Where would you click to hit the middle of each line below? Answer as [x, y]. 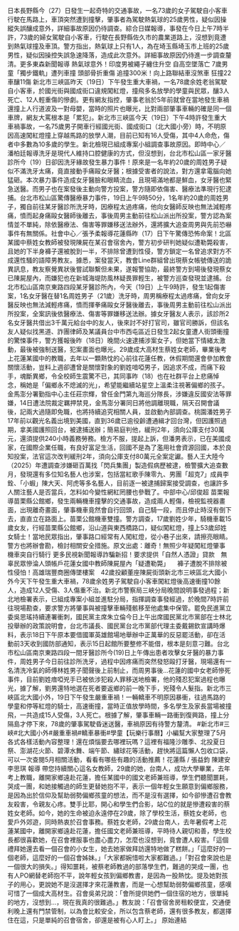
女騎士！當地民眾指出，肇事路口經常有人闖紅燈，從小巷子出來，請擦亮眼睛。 [119, 536]
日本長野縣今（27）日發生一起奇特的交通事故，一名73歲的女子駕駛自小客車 [117, 10]
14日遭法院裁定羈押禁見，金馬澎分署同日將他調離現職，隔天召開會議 [119, 403]
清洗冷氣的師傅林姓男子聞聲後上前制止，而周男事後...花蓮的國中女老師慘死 [122, 670]
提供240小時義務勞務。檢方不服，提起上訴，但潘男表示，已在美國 [128, 438]
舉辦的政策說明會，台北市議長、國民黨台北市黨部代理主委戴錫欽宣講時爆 [119, 626]
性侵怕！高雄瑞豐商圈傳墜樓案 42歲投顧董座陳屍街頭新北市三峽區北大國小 [117, 572]
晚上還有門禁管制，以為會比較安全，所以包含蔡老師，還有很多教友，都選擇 [122, 911]
